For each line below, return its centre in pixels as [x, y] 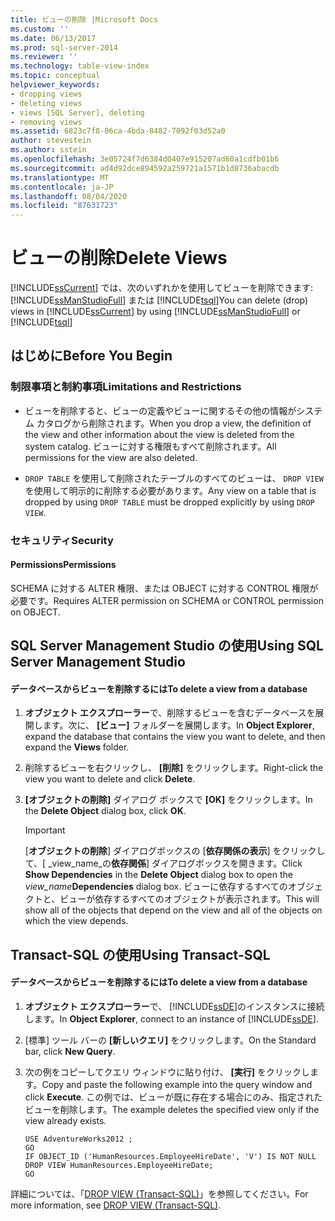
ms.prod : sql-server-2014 [64, 47]
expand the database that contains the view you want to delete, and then [175, 737]
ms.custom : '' [40, 29]
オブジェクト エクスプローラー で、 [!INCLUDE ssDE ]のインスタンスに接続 [174, 1007]
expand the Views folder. [77, 747]
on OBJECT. [35, 612]
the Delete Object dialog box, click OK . [105, 811]
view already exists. [65, 1121]
